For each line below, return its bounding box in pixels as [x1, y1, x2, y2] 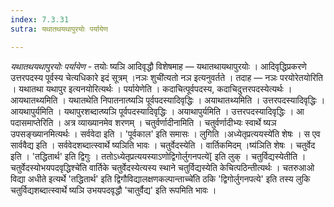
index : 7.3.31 [10, 14, 70, 25]
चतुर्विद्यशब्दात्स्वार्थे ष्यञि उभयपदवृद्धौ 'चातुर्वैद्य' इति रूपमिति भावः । [10, 184, 217, 196]
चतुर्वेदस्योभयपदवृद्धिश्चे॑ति [10, 161, 88, 173]
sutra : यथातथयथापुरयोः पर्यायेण [10, 24, 108, 34]
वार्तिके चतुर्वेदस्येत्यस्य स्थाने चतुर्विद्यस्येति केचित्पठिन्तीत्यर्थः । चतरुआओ [88, 161, 315, 173]
